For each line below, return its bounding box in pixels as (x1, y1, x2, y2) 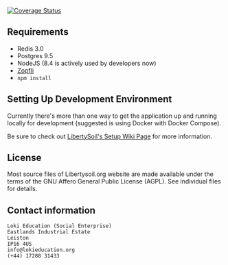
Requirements (7, 26, 69, 38)
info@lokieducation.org (7, 247, 76, 253)
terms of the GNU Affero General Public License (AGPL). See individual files (7, 177, 221, 186)
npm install (16, 75, 52, 81)
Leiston (7, 235, 30, 242)
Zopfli (16, 66, 34, 75)
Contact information (7, 204, 96, 216)
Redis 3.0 (16, 45, 44, 53)
